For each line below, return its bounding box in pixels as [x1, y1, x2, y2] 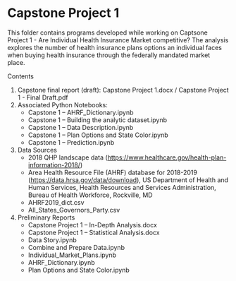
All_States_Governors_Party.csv [27, 205, 120, 214]
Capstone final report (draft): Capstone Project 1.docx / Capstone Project [17, 85, 229, 94]
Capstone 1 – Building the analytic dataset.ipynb [27, 115, 168, 124]
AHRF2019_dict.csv [27, 198, 85, 206]
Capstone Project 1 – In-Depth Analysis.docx [27, 220, 157, 229]
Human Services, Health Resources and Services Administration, [27, 183, 216, 191]
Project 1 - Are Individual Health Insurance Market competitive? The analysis [7, 35, 229, 44]
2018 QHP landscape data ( [27, 153, 108, 162]
